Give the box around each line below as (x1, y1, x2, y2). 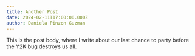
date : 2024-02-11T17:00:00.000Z (6, 14, 88, 20)
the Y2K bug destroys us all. (6, 43, 77, 50)
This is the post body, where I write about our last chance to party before (6, 37, 190, 44)
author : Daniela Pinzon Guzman (6, 20, 86, 26)
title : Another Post (6, 8, 59, 15)
